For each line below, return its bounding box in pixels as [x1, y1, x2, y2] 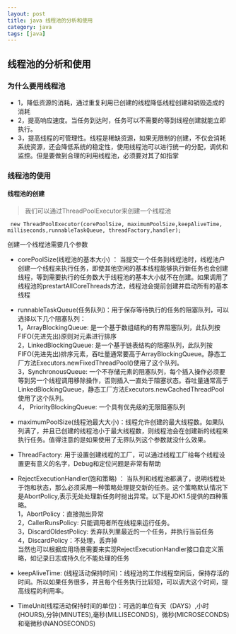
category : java [7, 23, 52, 30]
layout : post [7, 10, 46, 18]
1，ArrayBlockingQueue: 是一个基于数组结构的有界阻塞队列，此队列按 [17, 323, 220, 332]
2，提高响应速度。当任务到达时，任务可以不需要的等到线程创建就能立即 [17, 116, 226, 124]
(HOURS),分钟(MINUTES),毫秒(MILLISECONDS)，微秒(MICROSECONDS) [17, 611, 230, 619]
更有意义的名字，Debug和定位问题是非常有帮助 [23, 459, 161, 468]
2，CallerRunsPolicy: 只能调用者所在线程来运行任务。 [17, 519, 174, 527]
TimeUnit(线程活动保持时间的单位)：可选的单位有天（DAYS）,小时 [17, 601, 210, 610]
